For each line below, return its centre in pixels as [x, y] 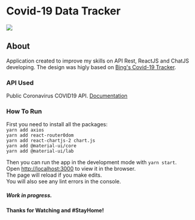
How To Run [24, 111]
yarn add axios [25, 130]
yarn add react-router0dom [40, 136]
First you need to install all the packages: [57, 124]
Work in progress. [29, 195]
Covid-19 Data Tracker [63, 11]
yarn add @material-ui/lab [40, 151]
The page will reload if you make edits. [54, 175]
